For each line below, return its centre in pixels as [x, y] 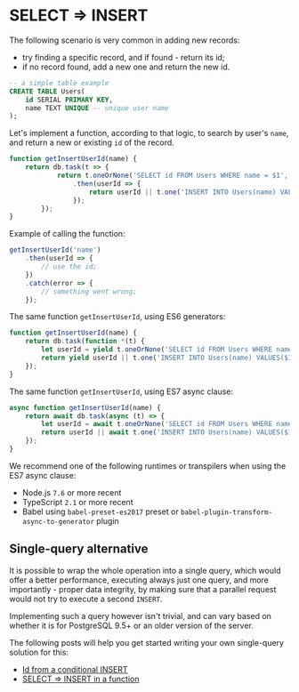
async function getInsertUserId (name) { [85, 407]
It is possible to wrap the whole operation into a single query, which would [145, 570]
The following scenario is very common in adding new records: [125, 40]
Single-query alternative [79, 549]
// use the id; [69, 267]
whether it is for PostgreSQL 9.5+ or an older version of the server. [131, 625]
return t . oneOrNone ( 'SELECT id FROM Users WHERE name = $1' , [173, 176]
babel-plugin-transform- [227, 512]
